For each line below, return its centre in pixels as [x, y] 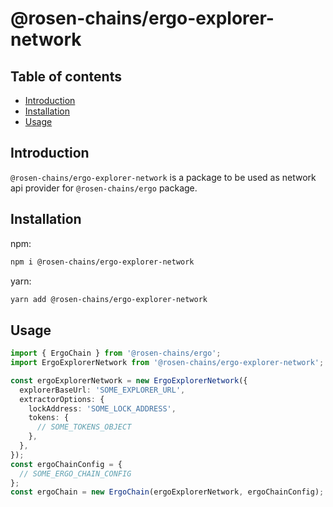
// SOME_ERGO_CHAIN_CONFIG [75, 473]
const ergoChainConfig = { [66, 464]
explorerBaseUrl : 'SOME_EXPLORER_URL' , [102, 390]
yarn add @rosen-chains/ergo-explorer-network [109, 299]
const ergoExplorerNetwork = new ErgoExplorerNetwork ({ [129, 380]
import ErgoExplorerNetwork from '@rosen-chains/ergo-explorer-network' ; [167, 363]
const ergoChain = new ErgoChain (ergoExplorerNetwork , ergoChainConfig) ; [167, 492]
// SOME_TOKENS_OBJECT [84, 427]
